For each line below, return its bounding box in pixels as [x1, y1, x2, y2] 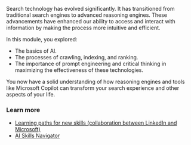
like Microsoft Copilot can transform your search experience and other [6, 84, 180, 92]
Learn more [6, 105, 41, 114]
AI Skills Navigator [14, 132, 60, 140]
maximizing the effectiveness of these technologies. [14, 67, 144, 74]
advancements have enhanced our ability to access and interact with [6, 18, 176, 25]
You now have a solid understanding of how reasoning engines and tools [6, 78, 185, 85]
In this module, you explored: [6, 36, 78, 43]
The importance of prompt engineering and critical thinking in [14, 60, 167, 67]
